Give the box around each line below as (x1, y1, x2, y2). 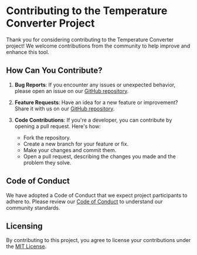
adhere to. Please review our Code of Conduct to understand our (6, 198, 163, 205)
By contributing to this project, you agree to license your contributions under (6, 237, 191, 244)
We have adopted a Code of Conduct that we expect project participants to (6, 192, 188, 199)
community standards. (6, 204, 60, 211)
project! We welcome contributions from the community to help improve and (6, 42, 191, 49)
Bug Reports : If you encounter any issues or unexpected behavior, (14, 81, 176, 88)
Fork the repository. (23, 134, 72, 141)
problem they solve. (23, 159, 72, 166)
